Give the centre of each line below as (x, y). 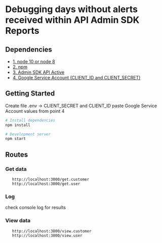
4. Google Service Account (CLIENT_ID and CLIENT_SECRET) (76, 78)
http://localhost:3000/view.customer (52, 231)
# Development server (28, 134)
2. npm (20, 67)
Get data (16, 169)
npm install (18, 125)
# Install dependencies (30, 120)
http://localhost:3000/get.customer (51, 179)
